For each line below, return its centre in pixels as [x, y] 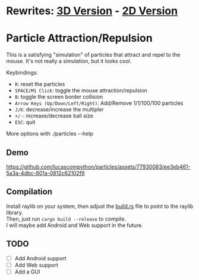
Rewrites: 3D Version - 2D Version [92, 11]
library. [15, 212]
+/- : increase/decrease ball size [54, 116]
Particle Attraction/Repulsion [79, 38]
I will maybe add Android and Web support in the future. [75, 225]
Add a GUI [27, 272]
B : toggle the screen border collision [59, 97]
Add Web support [36, 265]
